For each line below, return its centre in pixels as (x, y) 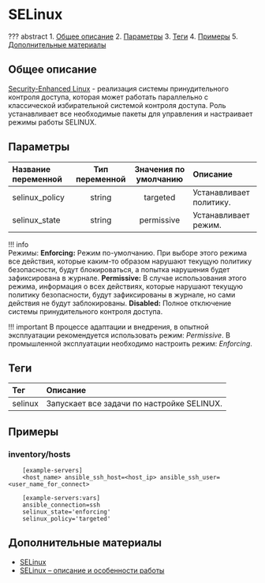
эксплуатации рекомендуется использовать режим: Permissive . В (119, 335)
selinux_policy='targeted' (67, 519)
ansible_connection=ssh (62, 505)
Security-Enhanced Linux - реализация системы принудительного (118, 88)
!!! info (19, 244)
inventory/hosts (39, 454)
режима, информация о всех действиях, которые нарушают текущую (125, 286)
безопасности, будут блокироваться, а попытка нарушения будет (119, 269)
